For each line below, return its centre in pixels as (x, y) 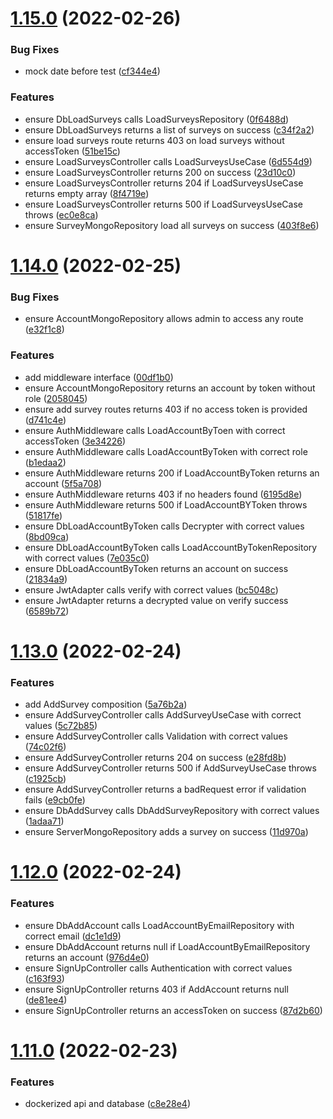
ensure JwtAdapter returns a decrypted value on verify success (156, 600)
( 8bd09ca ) (47, 536)
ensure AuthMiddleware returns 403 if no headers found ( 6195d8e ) (163, 494)
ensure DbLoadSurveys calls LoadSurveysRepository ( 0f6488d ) (157, 119)
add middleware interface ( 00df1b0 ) (99, 377)
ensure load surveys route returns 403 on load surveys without (154, 140)
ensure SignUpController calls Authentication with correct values (158, 968)
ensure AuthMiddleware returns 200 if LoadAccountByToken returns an (172, 473)
